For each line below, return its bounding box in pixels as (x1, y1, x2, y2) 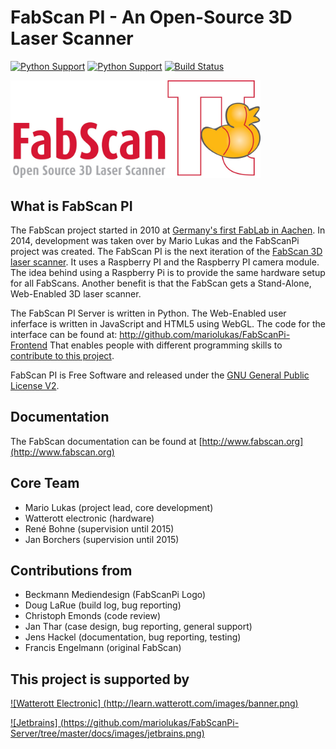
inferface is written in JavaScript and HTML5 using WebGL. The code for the (10, 318, 326, 330)
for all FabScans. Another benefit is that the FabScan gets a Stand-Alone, (10, 277, 312, 289)
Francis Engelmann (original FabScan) (24, 642, 182, 654)
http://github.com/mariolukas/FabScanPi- (119, 329, 291, 340)
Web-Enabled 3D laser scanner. (10, 288, 142, 300)
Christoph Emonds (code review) (24, 610, 162, 622)
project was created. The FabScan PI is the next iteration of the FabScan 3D (10, 246, 323, 257)
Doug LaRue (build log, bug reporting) (24, 599, 182, 611)
